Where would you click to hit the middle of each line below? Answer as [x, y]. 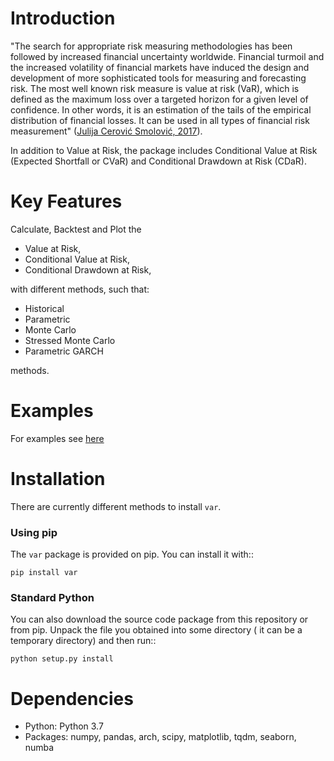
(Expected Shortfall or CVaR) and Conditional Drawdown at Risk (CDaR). [159, 161]
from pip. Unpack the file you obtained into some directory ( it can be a [156, 630]
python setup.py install [62, 659]
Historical [44, 308]
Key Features [66, 201]
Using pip [34, 532]
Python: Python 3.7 [64, 726]
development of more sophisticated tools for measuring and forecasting [158, 78]
